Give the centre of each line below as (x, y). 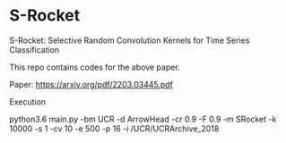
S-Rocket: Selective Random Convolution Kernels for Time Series (130, 40)
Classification (35, 49)
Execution (28, 101)
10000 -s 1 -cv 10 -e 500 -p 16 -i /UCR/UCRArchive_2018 (114, 128)
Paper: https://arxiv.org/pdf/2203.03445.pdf (91, 84)
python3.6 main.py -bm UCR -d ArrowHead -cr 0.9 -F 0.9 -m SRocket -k (143, 119)
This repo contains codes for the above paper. (95, 67)
